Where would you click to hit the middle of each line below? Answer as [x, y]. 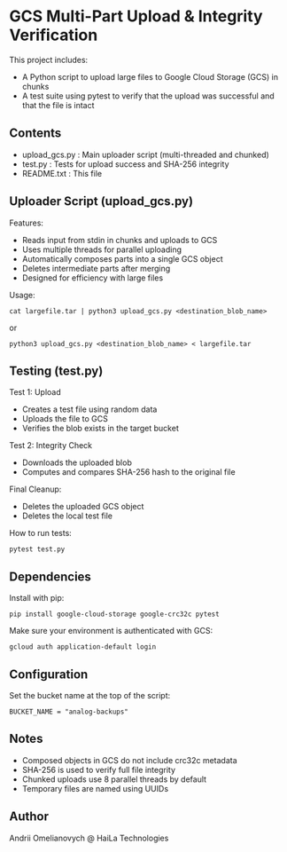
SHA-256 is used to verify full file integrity [98, 769]
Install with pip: [37, 598]
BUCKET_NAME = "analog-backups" [69, 712]
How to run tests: [41, 533]
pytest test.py [37, 549]
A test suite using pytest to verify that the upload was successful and [148, 96]
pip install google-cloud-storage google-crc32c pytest [114, 614]
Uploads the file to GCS [65, 419]
